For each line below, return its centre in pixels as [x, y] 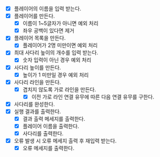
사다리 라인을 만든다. [37, 82]
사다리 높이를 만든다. [37, 67]
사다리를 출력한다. [43, 134]
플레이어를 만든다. [34, 16]
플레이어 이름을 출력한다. [51, 126]
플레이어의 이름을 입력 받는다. [48, 8]
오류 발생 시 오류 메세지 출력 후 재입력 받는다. [65, 141]
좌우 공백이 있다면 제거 [48, 30]
